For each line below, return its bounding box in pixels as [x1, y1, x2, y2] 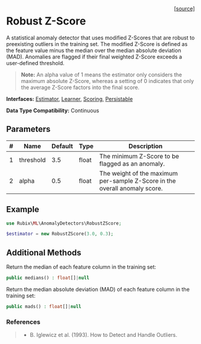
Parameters [6, 124, 51, 134]
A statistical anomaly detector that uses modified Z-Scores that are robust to [6, 34, 195, 41]
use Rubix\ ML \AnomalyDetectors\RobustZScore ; [6, 220, 121, 226]
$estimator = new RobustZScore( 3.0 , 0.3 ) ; [6, 231, 114, 237]
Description [128, 142, 163, 150]
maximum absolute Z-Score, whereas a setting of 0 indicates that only [20, 77, 194, 84]
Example [6, 204, 39, 214]
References [6, 318, 41, 326]
